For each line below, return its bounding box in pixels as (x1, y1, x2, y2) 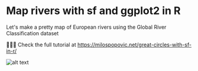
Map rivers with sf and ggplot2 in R (6, 4, 181, 18)
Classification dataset (6, 29, 59, 36)
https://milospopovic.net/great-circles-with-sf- (77, 41, 192, 48)
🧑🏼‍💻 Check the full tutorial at (6, 41, 77, 48)
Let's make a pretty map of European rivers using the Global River (6, 23, 167, 31)
